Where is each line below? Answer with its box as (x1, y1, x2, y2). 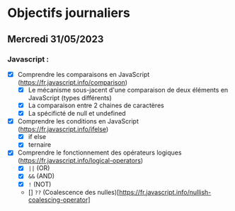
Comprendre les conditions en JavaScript (17, 117, 139, 126)
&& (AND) (28, 171, 55, 181)
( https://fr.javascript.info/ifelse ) (17, 125, 109, 133)
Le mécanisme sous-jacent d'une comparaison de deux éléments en (28, 85, 229, 94)
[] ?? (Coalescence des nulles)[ (28, 188, 120, 196)
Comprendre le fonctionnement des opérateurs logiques (17, 148, 182, 157)
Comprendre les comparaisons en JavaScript (17, 70, 150, 78)
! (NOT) (28, 180, 52, 188)
